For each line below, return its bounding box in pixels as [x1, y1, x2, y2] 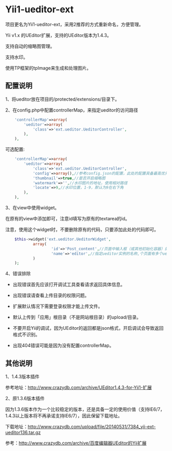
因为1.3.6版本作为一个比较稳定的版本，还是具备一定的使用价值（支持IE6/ [5, 406, 158, 412]
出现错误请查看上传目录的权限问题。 [12, 292, 90, 298]
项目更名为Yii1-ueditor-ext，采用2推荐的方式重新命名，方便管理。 [5, 21, 144, 27]
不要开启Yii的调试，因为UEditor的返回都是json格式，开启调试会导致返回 [12, 325, 164, 331]
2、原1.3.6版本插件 [5, 396, 45, 402]
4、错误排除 [5, 271, 31, 277]
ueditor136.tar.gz [5, 429, 41, 436]
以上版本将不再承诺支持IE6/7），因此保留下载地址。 [15, 412, 123, 419]
